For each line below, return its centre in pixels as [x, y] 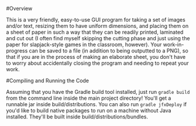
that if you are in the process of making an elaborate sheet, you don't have [96, 57]
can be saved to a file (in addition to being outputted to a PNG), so [109, 51]
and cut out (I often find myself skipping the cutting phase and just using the [98, 38]
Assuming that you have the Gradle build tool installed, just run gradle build [98, 92]
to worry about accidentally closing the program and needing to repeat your [97, 63]
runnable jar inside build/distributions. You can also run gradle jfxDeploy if [97, 104]
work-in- [173, 44]
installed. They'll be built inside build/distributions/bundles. [77, 117]
